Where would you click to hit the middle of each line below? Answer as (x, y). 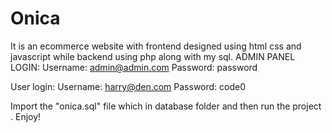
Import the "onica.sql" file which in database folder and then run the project (166, 106)
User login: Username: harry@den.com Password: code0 (128, 86)
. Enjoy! (26, 116)
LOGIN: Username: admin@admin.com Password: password (134, 67)
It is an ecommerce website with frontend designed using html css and (156, 46)
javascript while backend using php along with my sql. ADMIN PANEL (153, 56)
